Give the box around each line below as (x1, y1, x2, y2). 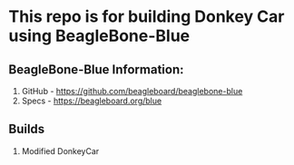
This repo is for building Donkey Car (8, 6, 285, 27)
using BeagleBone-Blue (8, 25, 191, 46)
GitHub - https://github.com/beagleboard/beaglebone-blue (21, 86, 243, 96)
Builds (8, 121, 45, 137)
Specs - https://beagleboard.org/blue (21, 95, 162, 106)
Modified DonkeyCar (21, 145, 100, 156)
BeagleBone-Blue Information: (8, 62, 184, 77)
